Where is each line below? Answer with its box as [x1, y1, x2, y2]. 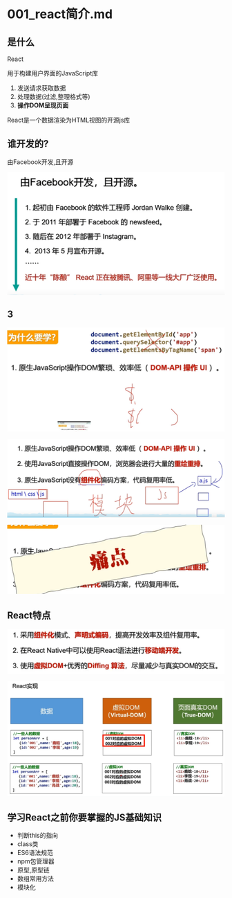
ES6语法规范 [17, 849, 53, 857]
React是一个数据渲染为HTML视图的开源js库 [7, 116, 130, 124]
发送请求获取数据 [17, 84, 66, 92]
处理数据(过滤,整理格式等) [17, 93, 91, 100]
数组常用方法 [17, 874, 54, 883]
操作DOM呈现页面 [17, 101, 69, 109]
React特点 [7, 609, 51, 621]
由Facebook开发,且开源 [7, 157, 74, 166]
